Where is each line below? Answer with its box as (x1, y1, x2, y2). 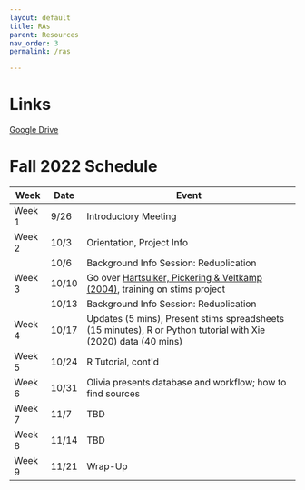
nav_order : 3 (9, 38, 59, 48)
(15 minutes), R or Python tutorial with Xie (85, 324, 266, 336)
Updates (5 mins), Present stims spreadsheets (85, 313, 284, 325)
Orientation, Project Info (85, 236, 189, 248)
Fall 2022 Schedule (9, 156, 158, 177)
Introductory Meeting (85, 210, 177, 223)
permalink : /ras (9, 47, 71, 56)
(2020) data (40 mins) (85, 335, 183, 347)
